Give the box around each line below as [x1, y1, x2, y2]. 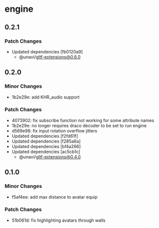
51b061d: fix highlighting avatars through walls [11, 217, 106, 223]
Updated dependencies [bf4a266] [11, 143, 81, 149]
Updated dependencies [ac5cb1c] [11, 149, 80, 154]
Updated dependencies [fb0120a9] [11, 49, 83, 54]
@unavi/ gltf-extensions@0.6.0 [19, 54, 81, 60]
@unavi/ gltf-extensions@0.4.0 [19, 153, 81, 160]
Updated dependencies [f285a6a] [11, 138, 81, 144]
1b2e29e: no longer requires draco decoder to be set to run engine [11, 123, 147, 128]
